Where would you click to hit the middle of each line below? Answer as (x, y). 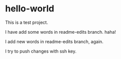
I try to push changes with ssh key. (41, 51)
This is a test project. (27, 22)
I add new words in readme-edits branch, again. (54, 41)
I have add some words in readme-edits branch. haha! (60, 32)
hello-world (30, 9)
